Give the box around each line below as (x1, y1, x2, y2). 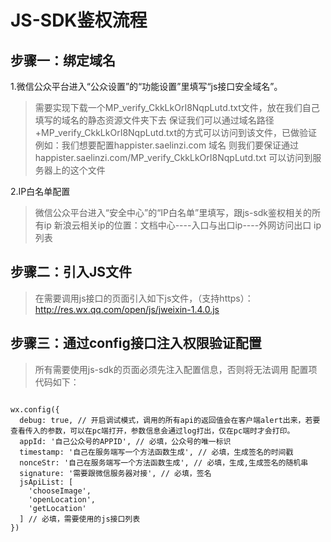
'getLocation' (28, 503, 87, 513)
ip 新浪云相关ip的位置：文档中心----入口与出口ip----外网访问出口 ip (43, 219, 322, 231)
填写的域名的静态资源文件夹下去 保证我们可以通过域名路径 (34, 114, 275, 126)
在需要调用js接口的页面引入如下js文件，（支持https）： (34, 292, 254, 304)
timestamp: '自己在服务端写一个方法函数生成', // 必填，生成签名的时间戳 (19, 447, 294, 457)
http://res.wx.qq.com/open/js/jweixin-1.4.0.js (34, 303, 220, 315)
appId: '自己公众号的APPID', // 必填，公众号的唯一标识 (19, 436, 232, 446)
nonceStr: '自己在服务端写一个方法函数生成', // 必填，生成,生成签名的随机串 (19, 457, 309, 468)
